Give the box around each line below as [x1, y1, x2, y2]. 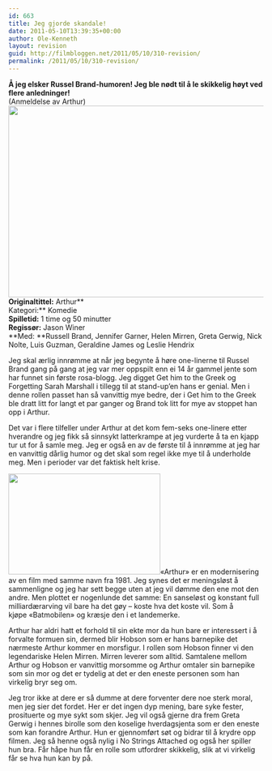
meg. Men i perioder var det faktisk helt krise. [8, 457, 160, 467]
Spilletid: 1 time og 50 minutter [8, 314, 112, 323]
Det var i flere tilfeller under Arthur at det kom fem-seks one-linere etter [8, 422, 248, 432]
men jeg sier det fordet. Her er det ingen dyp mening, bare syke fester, [8, 701, 244, 711]
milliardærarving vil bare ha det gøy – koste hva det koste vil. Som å [8, 601, 234, 610]
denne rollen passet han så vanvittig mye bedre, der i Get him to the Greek [8, 390, 257, 400]
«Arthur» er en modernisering [160, 567, 259, 576]
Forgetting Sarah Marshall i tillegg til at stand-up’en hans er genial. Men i [8, 381, 250, 391]
